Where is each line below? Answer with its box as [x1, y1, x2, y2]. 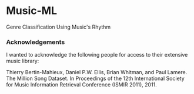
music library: [6, 57, 39, 65]
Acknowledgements [6, 38, 65, 46]
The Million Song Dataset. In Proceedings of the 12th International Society [6, 75, 185, 82]
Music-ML [6, 4, 58, 18]
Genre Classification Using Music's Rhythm [6, 23, 111, 30]
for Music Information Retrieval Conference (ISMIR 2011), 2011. [6, 81, 157, 88]
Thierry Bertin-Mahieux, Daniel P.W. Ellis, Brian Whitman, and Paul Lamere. [6, 69, 188, 76]
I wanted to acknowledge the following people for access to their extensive [6, 51, 188, 58]
